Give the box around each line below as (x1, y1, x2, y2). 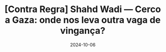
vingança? (60, 25, 106, 36)
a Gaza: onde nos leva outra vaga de (5, 14, 161, 26)
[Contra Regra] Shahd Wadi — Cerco (4, 4, 161, 15)
